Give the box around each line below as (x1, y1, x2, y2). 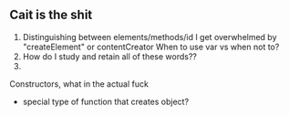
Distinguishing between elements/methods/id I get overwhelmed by (22, 31, 277, 42)
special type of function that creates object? (22, 96, 190, 107)
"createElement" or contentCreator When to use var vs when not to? (22, 41, 280, 52)
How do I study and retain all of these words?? (22, 50, 198, 62)
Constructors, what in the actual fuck (9, 78, 149, 90)
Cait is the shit (9, 7, 93, 23)
